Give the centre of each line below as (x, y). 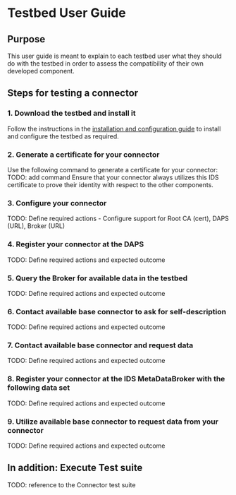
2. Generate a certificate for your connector (83, 155)
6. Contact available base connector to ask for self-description (117, 311)
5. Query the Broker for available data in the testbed (98, 278)
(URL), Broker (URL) (36, 226)
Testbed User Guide (67, 13)
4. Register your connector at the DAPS (76, 244)
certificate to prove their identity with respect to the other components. (110, 184)
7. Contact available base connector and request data (100, 345)
